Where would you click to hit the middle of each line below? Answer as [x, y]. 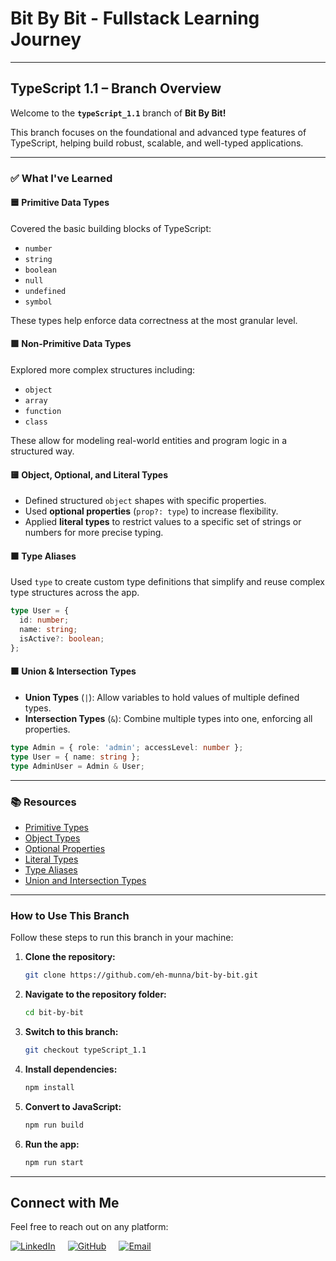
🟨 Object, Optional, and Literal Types [89, 474]
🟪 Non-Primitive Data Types [71, 344]
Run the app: [52, 1144]
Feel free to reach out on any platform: [89, 1227]
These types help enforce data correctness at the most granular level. [154, 320]
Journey [46, 39]
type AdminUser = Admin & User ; [77, 766]
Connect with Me [65, 1202]
